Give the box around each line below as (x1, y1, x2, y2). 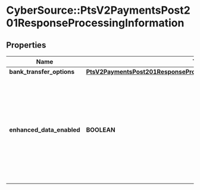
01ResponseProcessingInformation (6, 16, 185, 30)
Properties (6, 40, 46, 50)
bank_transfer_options (9, 68, 75, 76)
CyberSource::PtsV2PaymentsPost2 (6, 4, 190, 17)
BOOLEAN (86, 126, 115, 134)
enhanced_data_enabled (9, 126, 80, 134)
